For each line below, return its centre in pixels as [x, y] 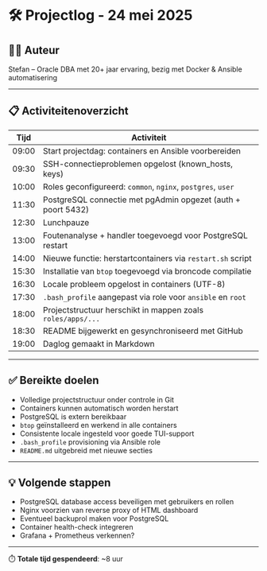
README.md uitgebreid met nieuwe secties [86, 450]
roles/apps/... [72, 319]
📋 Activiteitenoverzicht [68, 111]
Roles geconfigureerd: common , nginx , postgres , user [138, 186]
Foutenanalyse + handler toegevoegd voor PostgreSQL [145, 235]
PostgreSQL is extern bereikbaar [73, 416]
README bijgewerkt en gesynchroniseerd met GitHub [143, 331]
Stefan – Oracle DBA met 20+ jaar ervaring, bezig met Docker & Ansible [125, 69]
